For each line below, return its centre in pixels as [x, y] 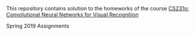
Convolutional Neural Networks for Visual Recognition [72, 15]
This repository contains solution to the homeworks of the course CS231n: [98, 8]
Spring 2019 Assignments [38, 26]
